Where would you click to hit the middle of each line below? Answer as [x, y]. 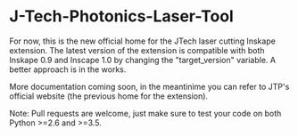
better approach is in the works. [68, 69]
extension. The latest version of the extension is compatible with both [137, 50]
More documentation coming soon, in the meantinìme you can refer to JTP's [149, 86]
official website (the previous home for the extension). [108, 96]
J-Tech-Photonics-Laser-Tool [121, 16]
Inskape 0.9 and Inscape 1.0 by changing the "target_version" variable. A [143, 60]
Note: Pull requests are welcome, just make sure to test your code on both [145, 113]
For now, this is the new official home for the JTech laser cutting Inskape [143, 41]
